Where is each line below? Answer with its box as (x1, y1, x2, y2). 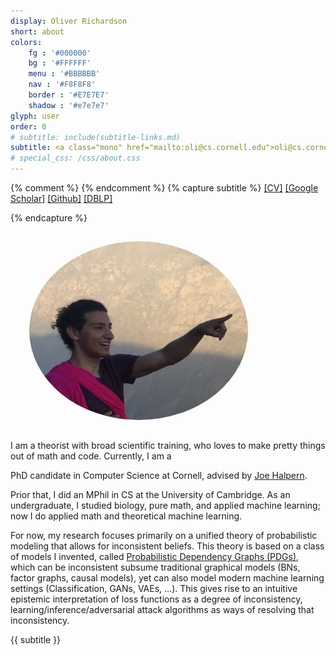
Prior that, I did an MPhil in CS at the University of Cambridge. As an (10, 488, 291, 500)
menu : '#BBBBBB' (28, 69, 101, 79)
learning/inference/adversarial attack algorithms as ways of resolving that (10, 603, 315, 615)
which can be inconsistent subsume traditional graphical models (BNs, (10, 561, 301, 573)
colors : (10, 37, 43, 47)
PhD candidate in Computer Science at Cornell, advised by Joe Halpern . (10, 469, 308, 481)
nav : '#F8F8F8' (28, 80, 97, 90)
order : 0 (10, 121, 47, 132)
